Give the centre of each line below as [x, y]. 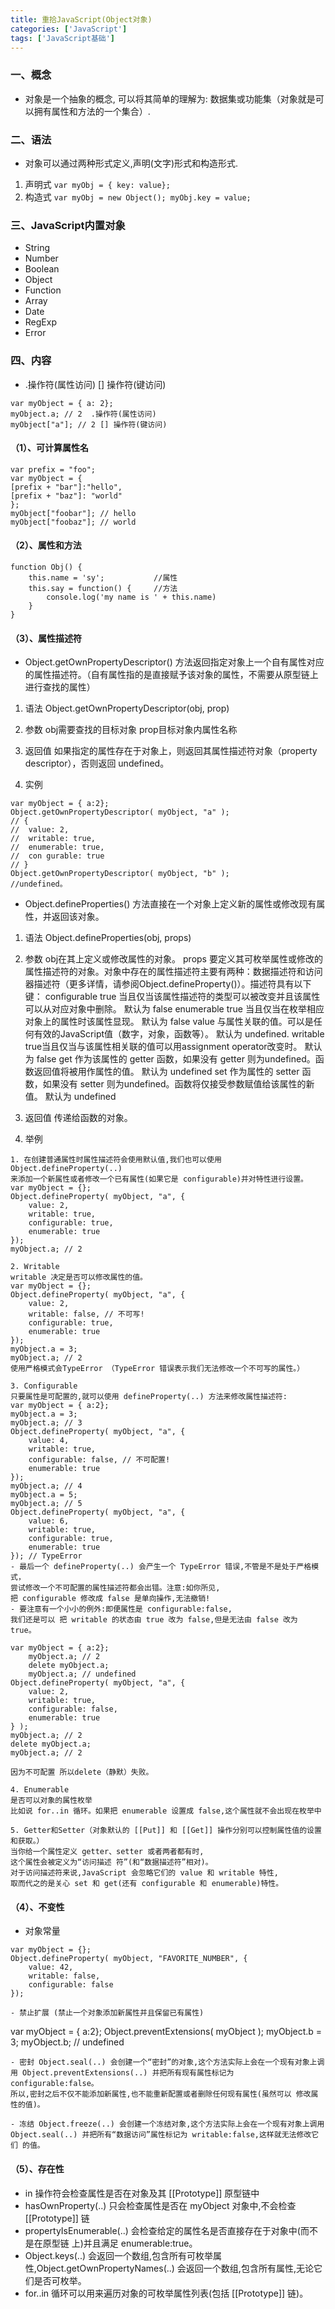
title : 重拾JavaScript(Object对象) [81, 19]
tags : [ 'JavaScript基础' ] [63, 38]
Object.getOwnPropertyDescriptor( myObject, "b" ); [120, 874]
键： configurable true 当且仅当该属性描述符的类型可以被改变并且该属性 [172, 997]
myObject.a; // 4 [46, 1486]
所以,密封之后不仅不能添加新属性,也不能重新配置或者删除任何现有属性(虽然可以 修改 [161, 2094]
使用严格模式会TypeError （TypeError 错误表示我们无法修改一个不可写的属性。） [157, 1369]
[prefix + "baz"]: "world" [66, 496]
